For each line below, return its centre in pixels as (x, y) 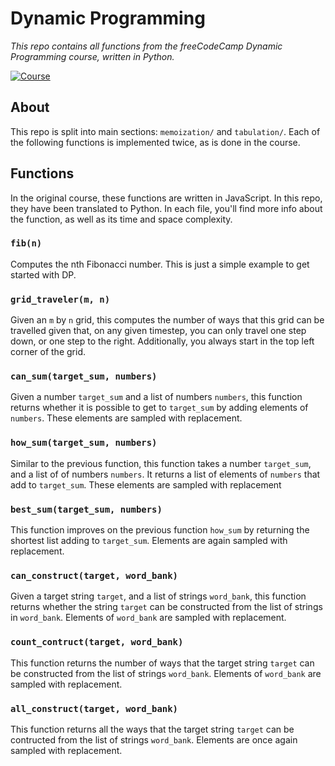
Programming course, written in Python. (92, 56)
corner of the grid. (48, 352)
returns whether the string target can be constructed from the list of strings (166, 607)
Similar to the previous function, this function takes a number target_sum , (161, 463)
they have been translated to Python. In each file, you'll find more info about (166, 208)
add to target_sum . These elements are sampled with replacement (146, 484)
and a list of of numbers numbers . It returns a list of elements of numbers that (165, 474)
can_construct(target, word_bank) (94, 575)
